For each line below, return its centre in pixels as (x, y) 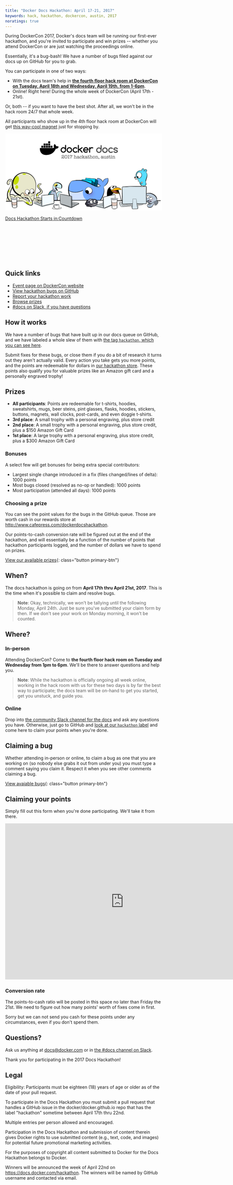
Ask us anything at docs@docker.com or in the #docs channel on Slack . (79, 1050)
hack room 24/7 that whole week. (40, 112)
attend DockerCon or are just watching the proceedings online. (70, 46)
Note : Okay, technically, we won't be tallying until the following (82, 602)
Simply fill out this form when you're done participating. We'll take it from (80, 811)
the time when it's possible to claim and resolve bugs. (60, 593)
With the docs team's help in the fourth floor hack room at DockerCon (85, 81)
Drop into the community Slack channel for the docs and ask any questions (82, 719)
